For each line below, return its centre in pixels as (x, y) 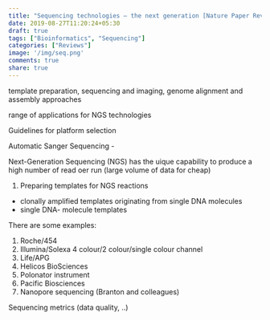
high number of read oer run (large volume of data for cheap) (110, 170)
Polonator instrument (55, 274)
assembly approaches (45, 99)
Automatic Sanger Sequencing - (61, 146)
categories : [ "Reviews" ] (50, 46)
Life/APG (35, 257)
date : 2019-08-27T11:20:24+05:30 (64, 23)
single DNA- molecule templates (73, 209)
